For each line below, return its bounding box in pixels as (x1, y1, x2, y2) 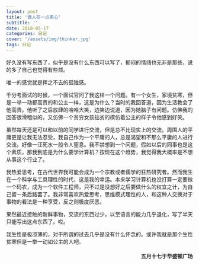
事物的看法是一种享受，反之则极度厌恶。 (6, 198, 105, 205)
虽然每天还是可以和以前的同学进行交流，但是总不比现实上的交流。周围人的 (6, 126, 188, 133)
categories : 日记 (6, 31, 47, 37)
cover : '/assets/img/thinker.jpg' (6, 36, 92, 42)
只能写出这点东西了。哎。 (6, 218, 69, 225)
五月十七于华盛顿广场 (141, 253, 193, 260)
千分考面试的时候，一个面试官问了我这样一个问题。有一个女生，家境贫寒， (6, 91, 188, 98)
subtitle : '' (6, 20, 38, 25)
